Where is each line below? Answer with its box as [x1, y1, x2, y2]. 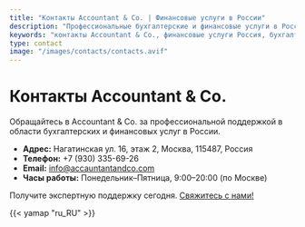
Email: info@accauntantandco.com [22, 163, 155, 173]
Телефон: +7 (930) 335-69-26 [22, 153, 139, 164]
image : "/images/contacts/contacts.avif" [9, 47, 169, 56]
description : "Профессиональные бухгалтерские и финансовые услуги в [9, 22, 279, 31]
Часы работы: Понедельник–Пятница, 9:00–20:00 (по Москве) [22, 173, 268, 183]
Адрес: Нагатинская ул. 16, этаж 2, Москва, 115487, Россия [22, 143, 253, 154]
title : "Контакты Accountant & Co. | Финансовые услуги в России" [9, 13, 266, 23]
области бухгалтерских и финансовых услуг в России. [9, 126, 221, 137]
